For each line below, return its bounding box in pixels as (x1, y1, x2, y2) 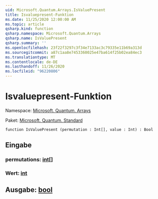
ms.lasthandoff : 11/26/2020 (5, 64, 65, 69)
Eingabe (5, 141, 32, 150)
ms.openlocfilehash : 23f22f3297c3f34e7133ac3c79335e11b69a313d (5, 45, 142, 50)
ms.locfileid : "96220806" (5, 69, 60, 74)
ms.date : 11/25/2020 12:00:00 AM (5, 17, 76, 22)
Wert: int (5, 170, 27, 177)
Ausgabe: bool (5, 185, 53, 194)
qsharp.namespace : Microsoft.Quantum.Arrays (5, 31, 101, 36)
